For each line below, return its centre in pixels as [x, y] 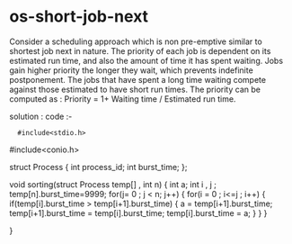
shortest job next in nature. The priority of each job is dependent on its [140, 50]
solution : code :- [41, 116]
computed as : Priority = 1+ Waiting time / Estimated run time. [123, 99]
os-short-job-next [79, 17]
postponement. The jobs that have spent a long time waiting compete [138, 79]
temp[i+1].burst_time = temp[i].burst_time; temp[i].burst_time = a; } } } [138, 212]
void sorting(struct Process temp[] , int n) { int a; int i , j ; [113, 184]
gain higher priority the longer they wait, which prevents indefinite [131, 70]
